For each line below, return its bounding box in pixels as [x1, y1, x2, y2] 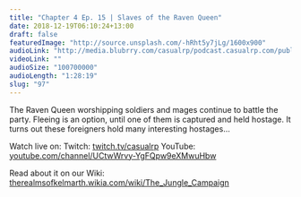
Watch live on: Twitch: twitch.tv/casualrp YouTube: [9, 141, 196, 151]
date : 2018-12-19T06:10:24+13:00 [9, 21, 134, 30]
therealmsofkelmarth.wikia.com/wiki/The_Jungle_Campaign [9, 176, 230, 188]
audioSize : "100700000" [9, 64, 99, 73]
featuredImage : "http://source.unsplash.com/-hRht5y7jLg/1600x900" [9, 38, 267, 47]
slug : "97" [9, 80, 50, 89]
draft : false [9, 30, 58, 39]
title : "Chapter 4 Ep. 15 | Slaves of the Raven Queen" [9, 13, 222, 22]
